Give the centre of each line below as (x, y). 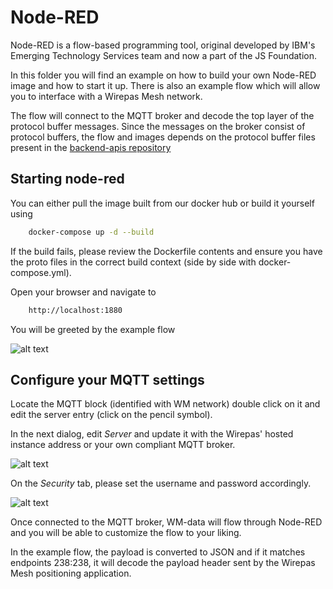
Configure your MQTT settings (107, 379)
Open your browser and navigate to (83, 292)
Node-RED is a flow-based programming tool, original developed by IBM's (163, 45)
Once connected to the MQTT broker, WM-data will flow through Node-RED (166, 522)
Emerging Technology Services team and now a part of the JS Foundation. (164, 55)
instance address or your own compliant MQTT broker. (123, 445)
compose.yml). (41, 272)
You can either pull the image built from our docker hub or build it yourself (162, 203)
